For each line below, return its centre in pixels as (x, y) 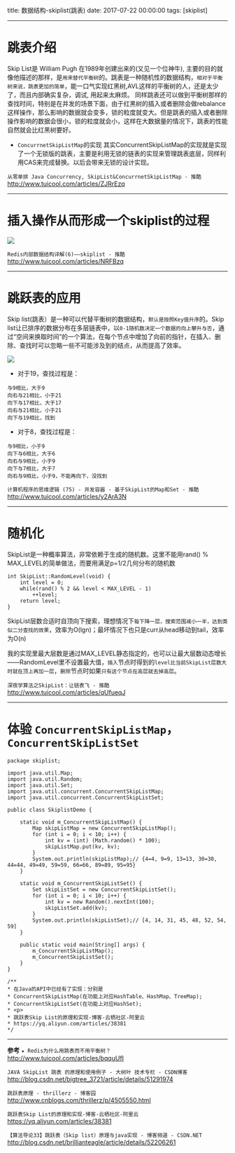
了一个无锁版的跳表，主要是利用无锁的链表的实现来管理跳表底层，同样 (119, 153)
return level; (40, 601)
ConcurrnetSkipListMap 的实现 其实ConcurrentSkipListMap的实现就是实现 (122, 144)
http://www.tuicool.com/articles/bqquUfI (66, 1058)
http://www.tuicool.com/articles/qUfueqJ (66, 692)
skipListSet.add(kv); (76, 908)
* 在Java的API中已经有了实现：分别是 (55, 989)
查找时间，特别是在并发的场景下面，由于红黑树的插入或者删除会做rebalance (116, 103)
